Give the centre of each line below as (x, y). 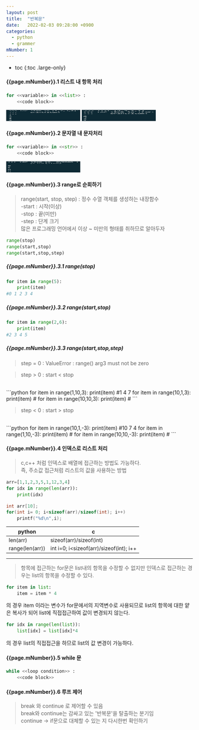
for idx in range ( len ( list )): (44, 625)
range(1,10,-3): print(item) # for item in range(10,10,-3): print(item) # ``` (91, 434)
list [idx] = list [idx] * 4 (47, 631)
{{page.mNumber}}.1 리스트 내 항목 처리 (54, 82)
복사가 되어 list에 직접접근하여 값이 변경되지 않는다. (71, 613)
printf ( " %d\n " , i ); (39, 519)
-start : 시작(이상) (41, 206)
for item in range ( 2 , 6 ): (37, 323)
